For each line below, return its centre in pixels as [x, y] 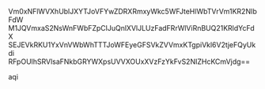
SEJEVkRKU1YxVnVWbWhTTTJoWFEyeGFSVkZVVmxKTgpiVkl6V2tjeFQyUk [132, 45]
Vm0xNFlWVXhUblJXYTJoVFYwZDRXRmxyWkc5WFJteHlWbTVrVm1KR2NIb [132, 11]
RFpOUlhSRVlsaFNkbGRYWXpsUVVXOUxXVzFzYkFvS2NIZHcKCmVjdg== [129, 61]
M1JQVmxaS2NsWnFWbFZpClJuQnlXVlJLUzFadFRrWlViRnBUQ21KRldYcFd [131, 28]
